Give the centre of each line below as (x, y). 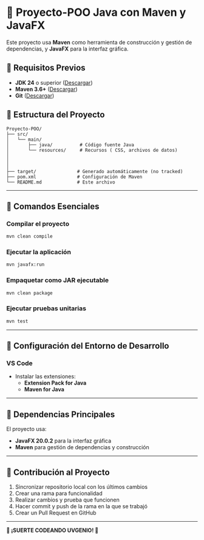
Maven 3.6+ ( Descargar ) (46, 89)
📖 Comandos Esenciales (53, 206)
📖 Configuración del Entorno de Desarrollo (88, 346)
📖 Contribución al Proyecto (58, 472)
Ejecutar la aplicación (39, 252)
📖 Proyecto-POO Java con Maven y (96, 12)
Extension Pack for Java (55, 383)
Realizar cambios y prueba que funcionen (67, 500)
